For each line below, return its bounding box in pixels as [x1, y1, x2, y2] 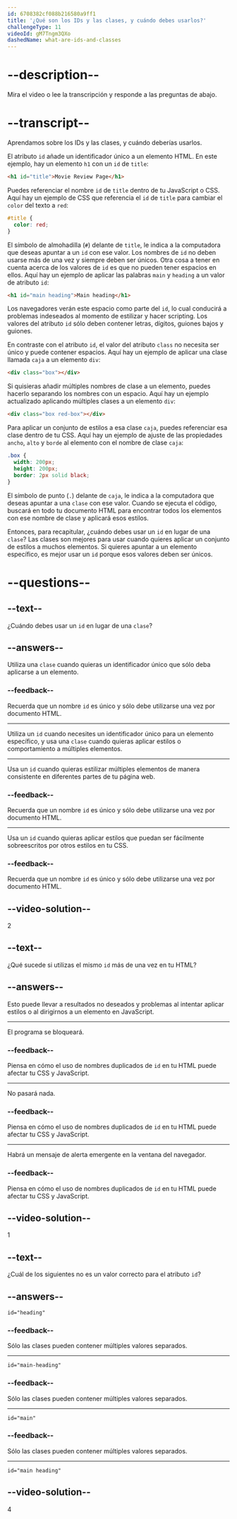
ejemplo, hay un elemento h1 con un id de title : [7, 160, 149, 168]
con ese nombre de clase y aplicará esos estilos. [7, 513, 150, 522]
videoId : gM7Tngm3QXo [7, 30, 71, 37]
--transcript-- [7, 115, 90, 131]
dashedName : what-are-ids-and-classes [7, 37, 121, 44]
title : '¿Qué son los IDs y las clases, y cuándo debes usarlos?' [7, 17, 207, 24]
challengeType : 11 [7, 23, 61, 30]
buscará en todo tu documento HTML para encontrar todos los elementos [7, 506, 222, 515]
